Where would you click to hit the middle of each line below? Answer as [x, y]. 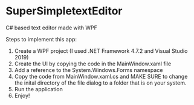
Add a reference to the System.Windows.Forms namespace [89, 70]
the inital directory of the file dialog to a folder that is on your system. [100, 83]
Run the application [38, 89]
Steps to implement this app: [41, 39]
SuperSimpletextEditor [64, 11]
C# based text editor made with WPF [51, 28]
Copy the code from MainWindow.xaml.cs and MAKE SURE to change [101, 76]
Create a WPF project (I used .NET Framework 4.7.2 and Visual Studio [101, 51]
